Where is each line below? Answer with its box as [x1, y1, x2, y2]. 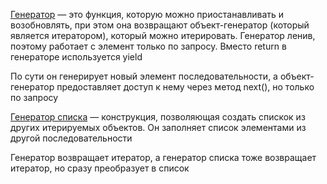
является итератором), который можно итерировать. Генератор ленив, [10, 30, 316, 41]
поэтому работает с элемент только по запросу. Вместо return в [10, 40, 287, 52]
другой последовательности [10, 132, 133, 144]
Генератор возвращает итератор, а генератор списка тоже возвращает [10, 152, 317, 163]
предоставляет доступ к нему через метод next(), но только [56, 81, 315, 93]
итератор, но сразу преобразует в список [10, 162, 190, 174]
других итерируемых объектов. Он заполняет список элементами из [10, 122, 307, 133]
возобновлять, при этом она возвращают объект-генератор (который [10, 19, 310, 31]
